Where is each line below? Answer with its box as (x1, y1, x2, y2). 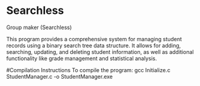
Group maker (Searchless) (6, 24, 72, 31)
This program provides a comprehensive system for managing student (6, 35, 182, 42)
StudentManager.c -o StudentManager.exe (6, 73, 113, 80)
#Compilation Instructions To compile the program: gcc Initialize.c (6, 66, 171, 73)
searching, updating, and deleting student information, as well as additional (6, 48, 194, 55)
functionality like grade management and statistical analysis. (6, 55, 158, 62)
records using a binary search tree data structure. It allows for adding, (6, 42, 181, 49)
